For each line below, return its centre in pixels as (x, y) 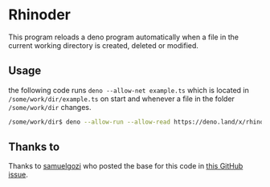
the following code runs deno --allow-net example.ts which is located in (129, 90)
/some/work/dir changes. (50, 107)
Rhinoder (39, 15)
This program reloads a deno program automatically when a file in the (124, 37)
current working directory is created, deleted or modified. (104, 45)
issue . (18, 175)
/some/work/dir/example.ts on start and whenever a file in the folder (122, 99)
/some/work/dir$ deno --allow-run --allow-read (90, 122)
